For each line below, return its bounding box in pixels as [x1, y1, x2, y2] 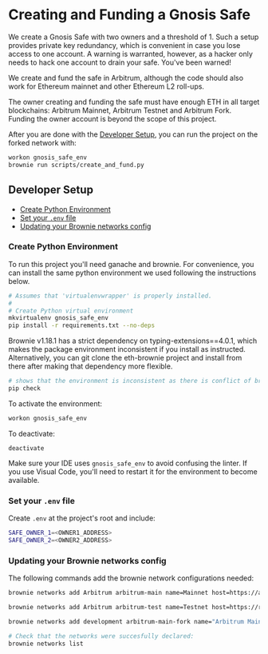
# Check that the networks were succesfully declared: [8, 632, 195, 640]
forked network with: [8, 138, 77, 147]
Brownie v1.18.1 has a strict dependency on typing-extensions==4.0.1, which [8, 336, 258, 345]
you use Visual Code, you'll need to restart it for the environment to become [8, 466, 258, 477]
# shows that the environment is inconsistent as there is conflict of [8, 377, 251, 385]
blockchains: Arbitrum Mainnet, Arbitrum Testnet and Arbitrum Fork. [8, 106, 232, 115]
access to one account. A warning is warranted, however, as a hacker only [8, 49, 254, 58]
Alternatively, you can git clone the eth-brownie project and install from [8, 353, 242, 363]
